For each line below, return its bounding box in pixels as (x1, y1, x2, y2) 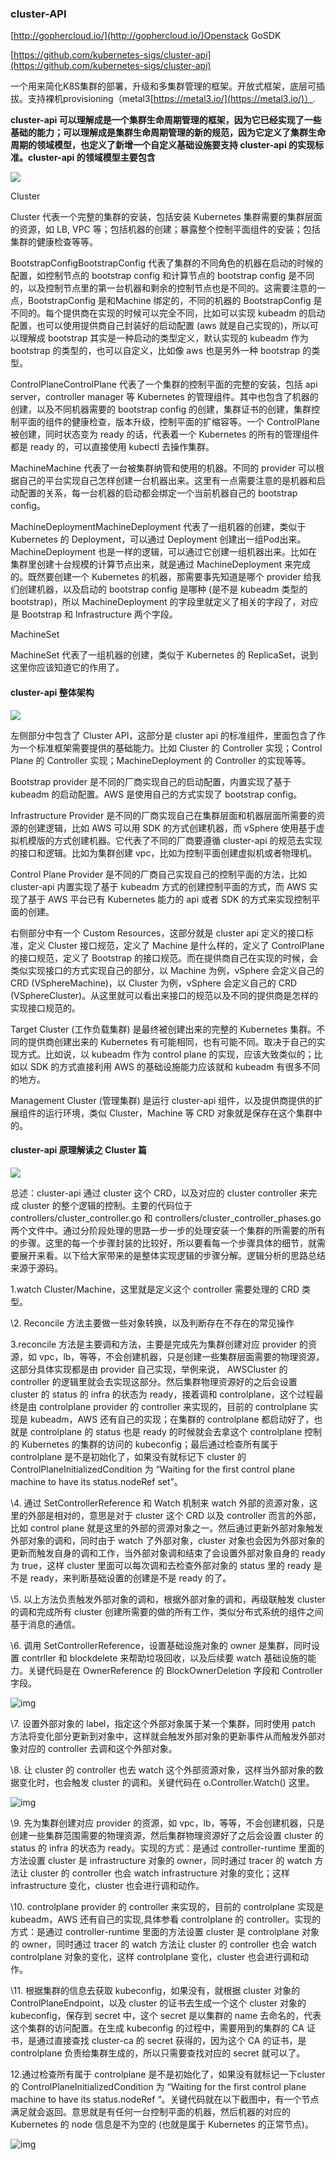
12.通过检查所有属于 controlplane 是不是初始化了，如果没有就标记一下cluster (10, 2068, 326, 2080)
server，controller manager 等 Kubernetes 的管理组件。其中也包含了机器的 (10, 391, 319, 403)
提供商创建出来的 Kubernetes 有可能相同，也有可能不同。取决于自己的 (27, 1035, 317, 1047)
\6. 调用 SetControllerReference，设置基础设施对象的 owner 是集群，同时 (10, 1639, 312, 1651)
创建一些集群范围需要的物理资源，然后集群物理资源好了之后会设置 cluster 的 (10, 1829, 324, 1841)
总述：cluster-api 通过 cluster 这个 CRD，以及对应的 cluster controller (10, 1187, 298, 1199)
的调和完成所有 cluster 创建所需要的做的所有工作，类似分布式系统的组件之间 (10, 1605, 324, 1617)
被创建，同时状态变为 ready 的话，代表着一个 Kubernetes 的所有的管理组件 (10, 428, 320, 441)
